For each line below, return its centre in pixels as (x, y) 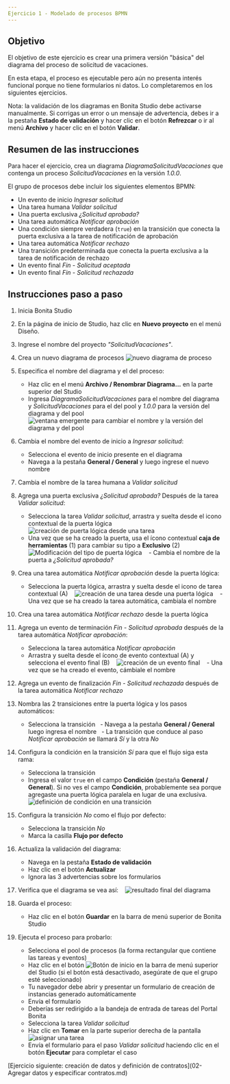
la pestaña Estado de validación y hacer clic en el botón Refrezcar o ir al (111, 121)
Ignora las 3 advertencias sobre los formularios (94, 877)
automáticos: (36, 711)
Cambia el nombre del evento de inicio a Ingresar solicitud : (101, 441)
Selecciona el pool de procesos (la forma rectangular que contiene (122, 950)
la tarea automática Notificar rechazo (70, 691)
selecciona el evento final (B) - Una (125, 663)
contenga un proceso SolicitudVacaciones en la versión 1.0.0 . (95, 173)
